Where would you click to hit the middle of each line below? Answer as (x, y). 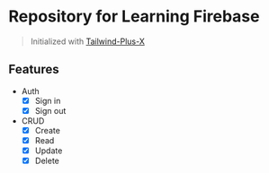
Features (34, 69)
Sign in (48, 100)
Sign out (50, 110)
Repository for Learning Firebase (134, 17)
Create (47, 130)
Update (49, 151)
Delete (47, 161)
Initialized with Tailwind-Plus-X (87, 41)
